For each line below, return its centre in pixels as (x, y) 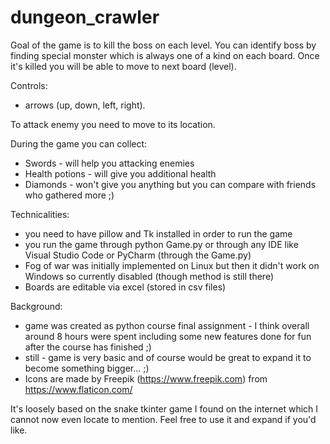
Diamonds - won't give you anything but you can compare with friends (170, 184)
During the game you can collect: (79, 143)
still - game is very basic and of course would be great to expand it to (168, 357)
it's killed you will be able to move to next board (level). (123, 66)
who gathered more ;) (69, 195)
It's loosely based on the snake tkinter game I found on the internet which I (164, 408)
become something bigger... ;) (87, 368)
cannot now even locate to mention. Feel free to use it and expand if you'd (163, 419)
